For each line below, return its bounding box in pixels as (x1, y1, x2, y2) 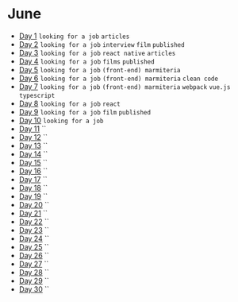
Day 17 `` (18, 174, 48, 184)
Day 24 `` (18, 234, 49, 243)
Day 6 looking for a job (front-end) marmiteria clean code (18, 73, 219, 83)
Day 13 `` (18, 141, 48, 150)
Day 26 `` (18, 250, 49, 260)
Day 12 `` (18, 132, 48, 141)
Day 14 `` (18, 149, 48, 159)
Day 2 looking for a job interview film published (18, 39, 185, 48)
